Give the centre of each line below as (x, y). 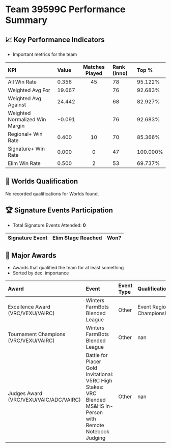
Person (94, 412)
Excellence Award (29, 307)
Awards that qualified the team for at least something (68, 268)
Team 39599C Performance (65, 9)
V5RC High (99, 381)
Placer (93, 361)
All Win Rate (22, 82)
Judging (96, 438)
